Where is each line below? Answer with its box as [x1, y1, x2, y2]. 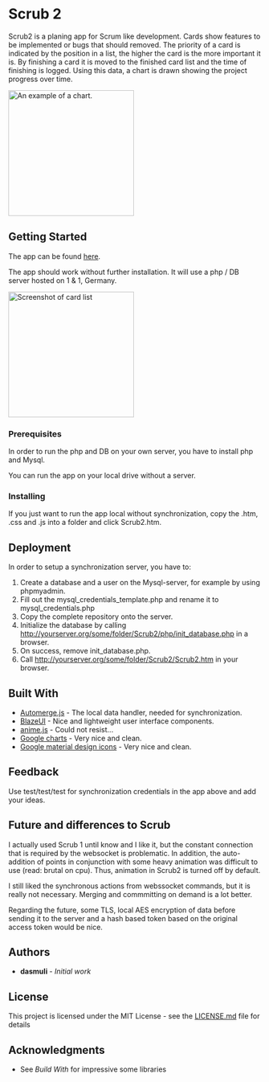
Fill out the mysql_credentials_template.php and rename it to [19, 595, 219, 605]
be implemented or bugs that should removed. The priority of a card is [8, 39, 241, 49]
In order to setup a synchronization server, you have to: [8, 562, 191, 572]
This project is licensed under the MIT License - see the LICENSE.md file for [8, 1011, 260, 1021]
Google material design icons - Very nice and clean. [19, 741, 192, 752]
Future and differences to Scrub [8, 818, 171, 832]
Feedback [8, 765, 59, 779]
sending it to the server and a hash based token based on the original [8, 913, 238, 923]
